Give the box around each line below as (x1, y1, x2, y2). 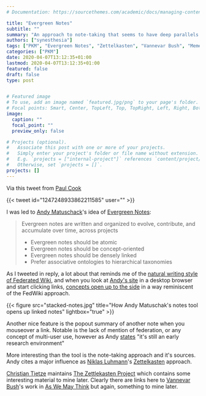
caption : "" (12, 116, 43, 123)
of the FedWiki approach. (6, 289, 71, 297)
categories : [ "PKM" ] (6, 49, 59, 55)
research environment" (6, 339, 64, 347)
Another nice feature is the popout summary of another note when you (6, 320, 185, 327)
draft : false (6, 71, 40, 77)
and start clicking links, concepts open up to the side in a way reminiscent (6, 283, 194, 290)
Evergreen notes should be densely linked (30, 251, 137, 258)
